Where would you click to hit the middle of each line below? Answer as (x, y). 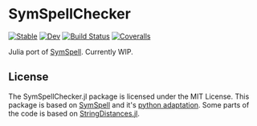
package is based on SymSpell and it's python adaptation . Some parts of (129, 104)
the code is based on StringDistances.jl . (74, 113)
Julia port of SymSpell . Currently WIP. (71, 51)
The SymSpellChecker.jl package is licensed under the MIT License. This (129, 96)
